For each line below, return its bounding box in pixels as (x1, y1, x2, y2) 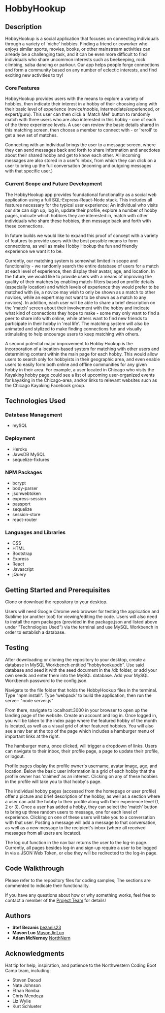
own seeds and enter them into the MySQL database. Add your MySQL (5, 672, 149, 678)
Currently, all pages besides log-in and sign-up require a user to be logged (5, 845, 157, 850)
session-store (12, 511, 41, 517)
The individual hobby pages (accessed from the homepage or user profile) (5, 788, 157, 794)
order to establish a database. (5, 629, 66, 635)
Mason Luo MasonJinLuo (12, 930, 65, 936)
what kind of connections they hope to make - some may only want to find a (5, 310, 160, 316)
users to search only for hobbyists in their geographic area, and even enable (5, 356, 160, 362)
